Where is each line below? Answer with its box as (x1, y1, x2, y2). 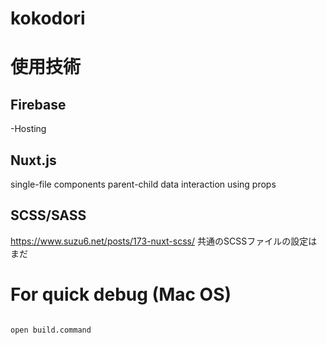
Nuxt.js (10, 152, 57, 169)
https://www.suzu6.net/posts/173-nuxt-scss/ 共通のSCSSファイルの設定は (10, 235, 318, 247)
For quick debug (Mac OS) (10, 283, 232, 306)
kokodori (10, 7, 86, 30)
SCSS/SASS (10, 207, 87, 224)
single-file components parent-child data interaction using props (10, 178, 277, 190)
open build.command (10, 325, 92, 335)
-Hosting (10, 123, 47, 135)
